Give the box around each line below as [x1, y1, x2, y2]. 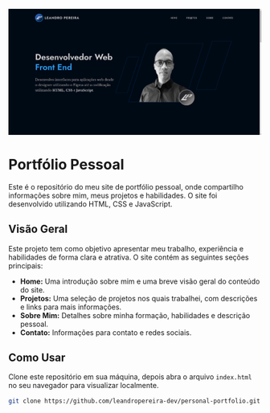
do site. [19, 284, 46, 294]
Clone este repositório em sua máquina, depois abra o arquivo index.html [8, 372, 252, 382]
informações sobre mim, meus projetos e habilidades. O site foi [8, 190, 218, 200]
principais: [8, 260, 43, 270]
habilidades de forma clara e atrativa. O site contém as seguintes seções [8, 252, 249, 262]
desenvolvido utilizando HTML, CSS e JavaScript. [8, 198, 173, 209]
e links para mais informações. [19, 302, 122, 312]
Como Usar [8, 350, 66, 364]
